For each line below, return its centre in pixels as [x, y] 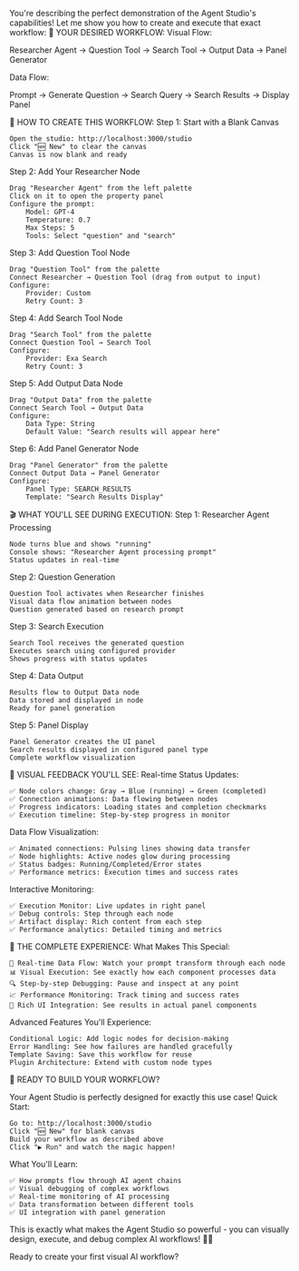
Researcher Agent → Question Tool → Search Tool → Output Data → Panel [148, 50]
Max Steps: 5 [50, 228]
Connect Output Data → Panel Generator [85, 473]
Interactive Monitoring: [52, 889]
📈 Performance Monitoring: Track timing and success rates [125, 995]
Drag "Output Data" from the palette [81, 400]
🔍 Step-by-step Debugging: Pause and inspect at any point [125, 984]
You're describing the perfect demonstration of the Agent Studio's [133, 13]
